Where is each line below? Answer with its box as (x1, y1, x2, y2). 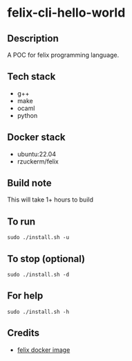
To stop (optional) (7, 253, 85, 265)
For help (7, 290, 44, 302)
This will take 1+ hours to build (7, 195, 94, 204)
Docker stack (7, 132, 66, 143)
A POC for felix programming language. (7, 51, 120, 59)
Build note (7, 177, 52, 189)
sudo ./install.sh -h (7, 308, 70, 315)
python (17, 111, 38, 119)
